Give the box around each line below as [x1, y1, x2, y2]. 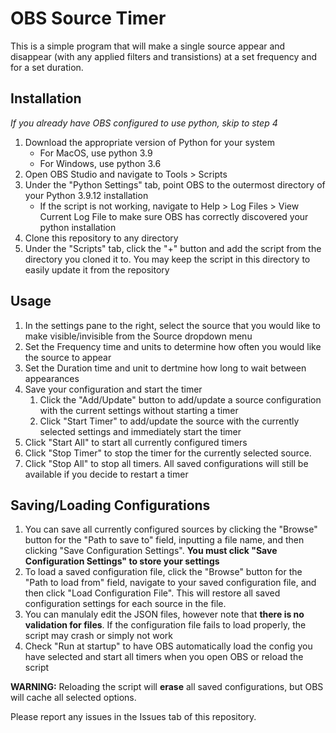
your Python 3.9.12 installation [24, 189, 149, 201]
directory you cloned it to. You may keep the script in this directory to [24, 253, 311, 265]
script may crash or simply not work [24, 630, 173, 642]
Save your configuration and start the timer [24, 383, 203, 395]
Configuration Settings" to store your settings [24, 555, 220, 567]
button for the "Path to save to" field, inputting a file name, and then [24, 534, 305, 546]
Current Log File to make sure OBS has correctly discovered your [39, 210, 309, 222]
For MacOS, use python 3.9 [39, 147, 153, 159]
